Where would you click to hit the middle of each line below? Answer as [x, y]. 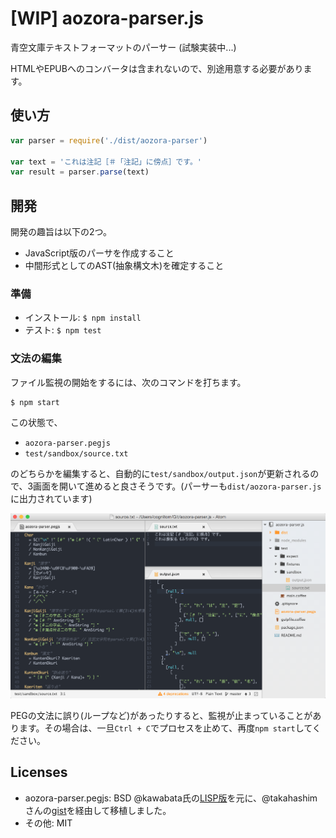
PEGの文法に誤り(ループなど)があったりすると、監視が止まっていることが [161, 715]
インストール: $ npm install [83, 318]
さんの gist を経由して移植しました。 [98, 810]
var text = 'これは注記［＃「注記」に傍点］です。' [106, 162]
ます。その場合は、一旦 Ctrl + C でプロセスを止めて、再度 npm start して [165, 728]
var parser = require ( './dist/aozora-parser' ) [109, 140]
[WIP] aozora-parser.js [107, 18]
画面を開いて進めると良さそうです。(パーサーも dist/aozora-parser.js [177, 486]
